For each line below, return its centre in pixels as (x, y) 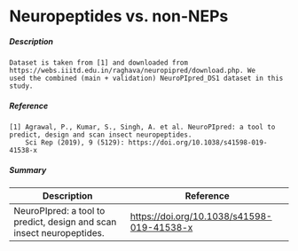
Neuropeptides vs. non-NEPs (119, 16)
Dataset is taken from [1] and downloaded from (99, 63)
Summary (28, 169)
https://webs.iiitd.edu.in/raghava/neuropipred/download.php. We (132, 71)
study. (21, 86)
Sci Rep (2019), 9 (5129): (75, 143)
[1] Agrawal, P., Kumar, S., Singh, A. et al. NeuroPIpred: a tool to (142, 127)
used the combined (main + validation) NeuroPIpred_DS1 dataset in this (146, 78)
